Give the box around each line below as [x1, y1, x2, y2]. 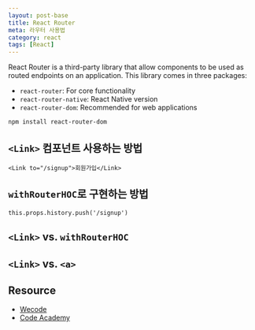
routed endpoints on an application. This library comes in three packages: [8, 71, 248, 80]
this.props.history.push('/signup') [8, 209, 128, 217]
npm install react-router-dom [8, 118, 108, 126]
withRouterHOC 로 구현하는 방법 [8, 187, 149, 201]
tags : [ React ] [8, 41, 55, 49]
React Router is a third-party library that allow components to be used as [8, 62, 244, 72]
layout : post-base [8, 11, 68, 20]
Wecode [19, 305, 47, 314]
